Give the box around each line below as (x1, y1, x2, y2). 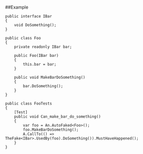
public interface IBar (5, 14, 52, 19)
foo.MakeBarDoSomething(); (23, 127, 79, 132)
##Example (5, 4, 29, 10)
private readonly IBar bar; (14, 44, 72, 49)
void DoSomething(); (14, 22, 57, 27)
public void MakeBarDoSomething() (14, 75, 85, 80)
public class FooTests (5, 101, 52, 106)
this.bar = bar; (23, 62, 57, 67)
